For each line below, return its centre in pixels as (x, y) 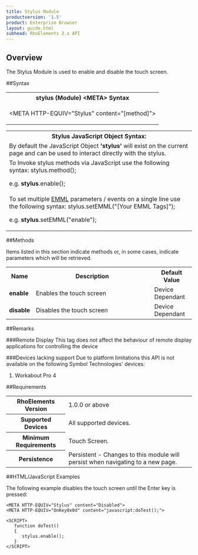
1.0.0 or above (89, 405)
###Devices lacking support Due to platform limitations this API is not (90, 358)
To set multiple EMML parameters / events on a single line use (95, 199)
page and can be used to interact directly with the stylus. (88, 153)
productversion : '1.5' (34, 17)
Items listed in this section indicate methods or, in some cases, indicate (93, 251)
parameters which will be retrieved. (49, 258)
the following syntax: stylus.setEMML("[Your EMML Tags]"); (92, 206)
